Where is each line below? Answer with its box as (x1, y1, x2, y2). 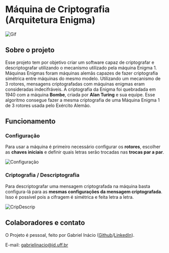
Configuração (5, 132, 40, 139)
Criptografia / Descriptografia (5, 171, 80, 178)
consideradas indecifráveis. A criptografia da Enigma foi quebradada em (5, 86, 156, 92)
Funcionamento (5, 117, 56, 126)
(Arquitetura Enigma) (5, 14, 96, 26)
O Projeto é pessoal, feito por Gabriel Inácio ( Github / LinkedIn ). (5, 232, 135, 238)
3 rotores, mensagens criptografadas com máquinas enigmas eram (5, 81, 145, 87)
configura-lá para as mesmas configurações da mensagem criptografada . (5, 189, 162, 195)
